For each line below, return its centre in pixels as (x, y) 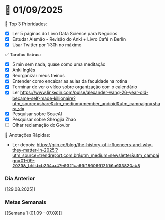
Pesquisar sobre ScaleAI (37, 114)
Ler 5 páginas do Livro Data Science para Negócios (65, 33)
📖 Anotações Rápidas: (28, 135)
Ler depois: (24, 144)
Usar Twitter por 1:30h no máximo (47, 45)
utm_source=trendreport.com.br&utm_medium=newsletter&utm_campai (86, 155)
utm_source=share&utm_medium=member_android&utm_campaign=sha (86, 103)
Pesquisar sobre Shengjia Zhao (44, 119)
